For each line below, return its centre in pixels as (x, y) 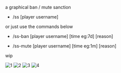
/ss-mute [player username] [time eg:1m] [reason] (65, 46)
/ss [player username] (36, 17)
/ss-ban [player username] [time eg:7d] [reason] (63, 36)
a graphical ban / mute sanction (38, 7)
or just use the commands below (39, 26)
